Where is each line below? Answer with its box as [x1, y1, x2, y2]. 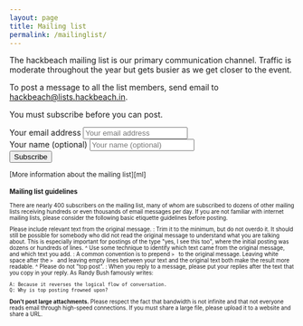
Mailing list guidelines [9, 187, 79, 197]
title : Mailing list [9, 22, 88, 31]
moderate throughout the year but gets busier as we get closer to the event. [9, 64, 292, 75]
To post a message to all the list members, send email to [9, 82, 219, 93]
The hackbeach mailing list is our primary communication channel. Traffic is [9, 55, 292, 66]
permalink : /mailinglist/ [9, 30, 107, 39]
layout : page [9, 13, 59, 23]
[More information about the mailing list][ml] [9, 170, 147, 179]
